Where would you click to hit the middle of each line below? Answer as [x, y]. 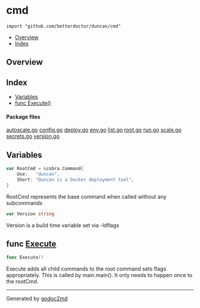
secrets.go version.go [33, 136]
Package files [23, 117]
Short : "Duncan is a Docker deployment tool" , [76, 180]
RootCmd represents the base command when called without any [86, 196]
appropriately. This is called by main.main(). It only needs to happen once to [99, 275]
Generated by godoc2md [37, 298]
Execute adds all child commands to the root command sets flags [86, 269]
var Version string [30, 214]
